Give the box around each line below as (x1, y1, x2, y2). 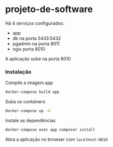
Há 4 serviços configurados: (5, 20, 64, 26)
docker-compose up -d (5, 108, 51, 114)
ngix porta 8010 (12, 46, 45, 52)
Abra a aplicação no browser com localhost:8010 (5, 136, 108, 142)
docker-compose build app (5, 90, 59, 95)
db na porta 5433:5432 (12, 35, 61, 41)
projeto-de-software (5, 4, 93, 15)
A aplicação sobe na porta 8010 (5, 55, 71, 61)
